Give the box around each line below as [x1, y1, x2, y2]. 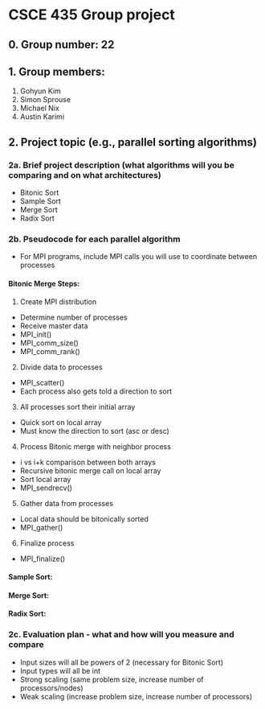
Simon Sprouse [19, 95, 71, 105]
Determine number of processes [19, 312, 128, 322]
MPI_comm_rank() [19, 346, 80, 356]
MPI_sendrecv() [19, 483, 72, 493]
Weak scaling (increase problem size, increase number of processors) [19, 691, 253, 701]
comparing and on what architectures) [8, 169, 162, 180]
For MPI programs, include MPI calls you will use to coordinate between [19, 252, 258, 262]
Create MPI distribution [19, 296, 97, 307]
